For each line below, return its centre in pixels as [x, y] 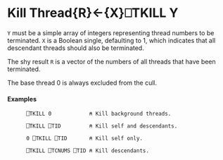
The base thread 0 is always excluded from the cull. [82, 82]
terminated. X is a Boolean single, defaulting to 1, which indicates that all [111, 40]
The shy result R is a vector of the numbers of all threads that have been [111, 61]
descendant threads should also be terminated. [76, 48]
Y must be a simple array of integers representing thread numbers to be [111, 32]
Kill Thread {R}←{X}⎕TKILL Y [93, 13]
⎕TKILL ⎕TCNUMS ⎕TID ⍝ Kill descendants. [88, 151]
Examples [22, 99]
